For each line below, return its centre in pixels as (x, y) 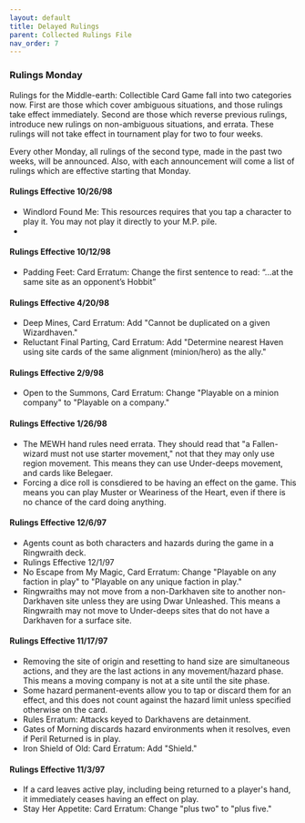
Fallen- (265, 443)
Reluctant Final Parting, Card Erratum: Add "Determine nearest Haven (153, 342)
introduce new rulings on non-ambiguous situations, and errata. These (142, 124)
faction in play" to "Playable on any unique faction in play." (132, 581)
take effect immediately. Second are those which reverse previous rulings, (148, 114)
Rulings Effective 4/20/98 (60, 302)
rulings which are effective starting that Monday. (100, 170)
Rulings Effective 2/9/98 (57, 372)
